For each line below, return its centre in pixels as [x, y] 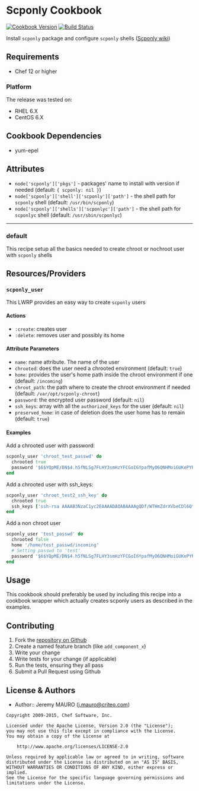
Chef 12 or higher [36, 71]
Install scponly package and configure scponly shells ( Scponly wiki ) [88, 38]
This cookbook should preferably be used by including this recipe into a [94, 594]
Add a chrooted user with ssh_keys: [50, 484]
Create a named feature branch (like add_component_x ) [80, 646]
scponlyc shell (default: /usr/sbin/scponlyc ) [68, 215]
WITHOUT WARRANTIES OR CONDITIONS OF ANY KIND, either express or [90, 767]
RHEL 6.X [26, 111]
